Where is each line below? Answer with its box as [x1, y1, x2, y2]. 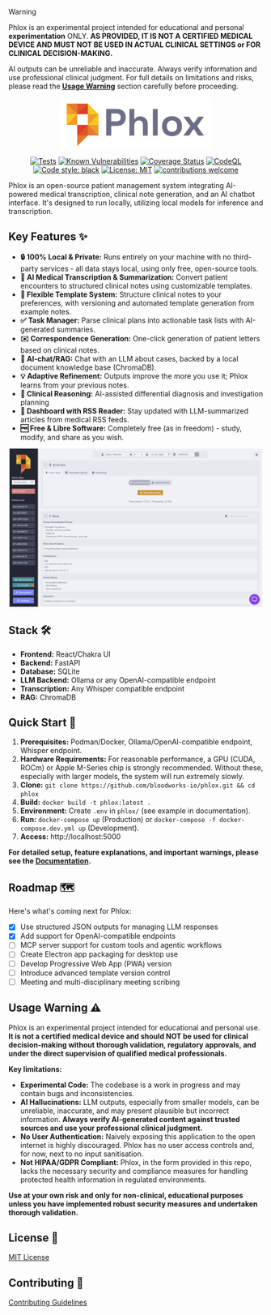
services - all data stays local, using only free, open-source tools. [40, 263, 259, 273]
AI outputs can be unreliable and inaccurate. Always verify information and [8, 64, 257, 74]
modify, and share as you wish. [19, 432, 125, 442]
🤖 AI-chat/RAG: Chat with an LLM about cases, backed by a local [19, 353, 239, 363]
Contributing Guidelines [8, 1297, 87, 1308]
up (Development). [78, 823, 140, 833]
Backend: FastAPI [19, 657, 81, 667]
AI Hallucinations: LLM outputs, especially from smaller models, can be [19, 1097, 260, 1107]
